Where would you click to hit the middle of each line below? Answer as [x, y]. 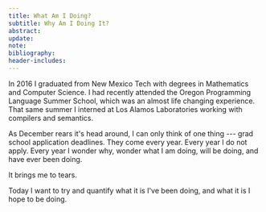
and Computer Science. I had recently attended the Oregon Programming [130, 92]
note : [17, 46]
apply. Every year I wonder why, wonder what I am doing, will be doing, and [133, 151]
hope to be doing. [38, 199]
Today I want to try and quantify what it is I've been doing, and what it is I [129, 190]
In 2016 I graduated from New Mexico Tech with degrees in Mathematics [129, 83]
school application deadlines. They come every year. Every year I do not [128, 142]
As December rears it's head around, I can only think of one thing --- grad [131, 133]
